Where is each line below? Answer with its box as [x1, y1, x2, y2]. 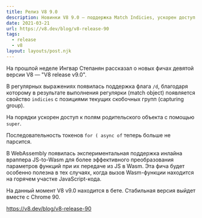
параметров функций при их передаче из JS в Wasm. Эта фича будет [6, 162, 185, 169]
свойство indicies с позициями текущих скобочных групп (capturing [6, 95, 184, 102]
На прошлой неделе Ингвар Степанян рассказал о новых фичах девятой [6, 64, 194, 72]
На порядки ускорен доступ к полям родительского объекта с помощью [6, 113, 195, 120]
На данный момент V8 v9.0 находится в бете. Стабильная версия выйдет [6, 187, 196, 194]
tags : [6, 31, 20, 37]
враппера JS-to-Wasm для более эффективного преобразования [6, 156, 174, 163]
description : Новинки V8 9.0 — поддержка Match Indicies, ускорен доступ [6, 14, 196, 20]
